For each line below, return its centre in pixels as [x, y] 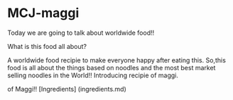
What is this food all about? [47, 46]
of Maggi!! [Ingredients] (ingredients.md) [67, 89]
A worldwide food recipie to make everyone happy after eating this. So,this [116, 60]
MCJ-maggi [43, 13]
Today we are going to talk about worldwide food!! [81, 33]
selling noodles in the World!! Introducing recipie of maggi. [93, 75]
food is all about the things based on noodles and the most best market [112, 67]
